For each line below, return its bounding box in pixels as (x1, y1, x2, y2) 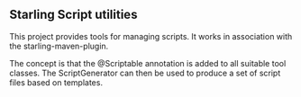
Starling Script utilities (9, 7, 138, 22)
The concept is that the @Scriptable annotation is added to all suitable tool (9, 57, 287, 68)
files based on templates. (9, 76, 104, 88)
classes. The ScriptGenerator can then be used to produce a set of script (9, 67, 281, 78)
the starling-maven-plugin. (9, 40, 109, 51)
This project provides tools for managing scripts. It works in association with (9, 31, 293, 41)
